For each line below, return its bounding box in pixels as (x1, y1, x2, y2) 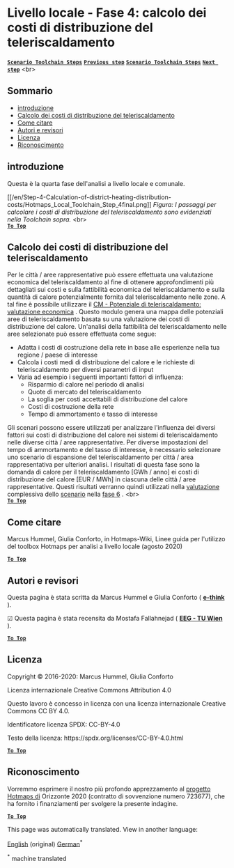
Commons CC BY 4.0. (7, 706, 70, 715)
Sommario (7, 85, 54, 97)
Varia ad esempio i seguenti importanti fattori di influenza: (17, 373, 184, 381)
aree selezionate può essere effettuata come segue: (7, 330, 157, 339)
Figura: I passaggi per (153, 200, 217, 208)
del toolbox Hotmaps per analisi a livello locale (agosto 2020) (7, 542, 183, 551)
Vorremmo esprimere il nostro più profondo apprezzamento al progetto (7, 784, 211, 793)
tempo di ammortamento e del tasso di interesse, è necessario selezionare (7, 446, 221, 454)
